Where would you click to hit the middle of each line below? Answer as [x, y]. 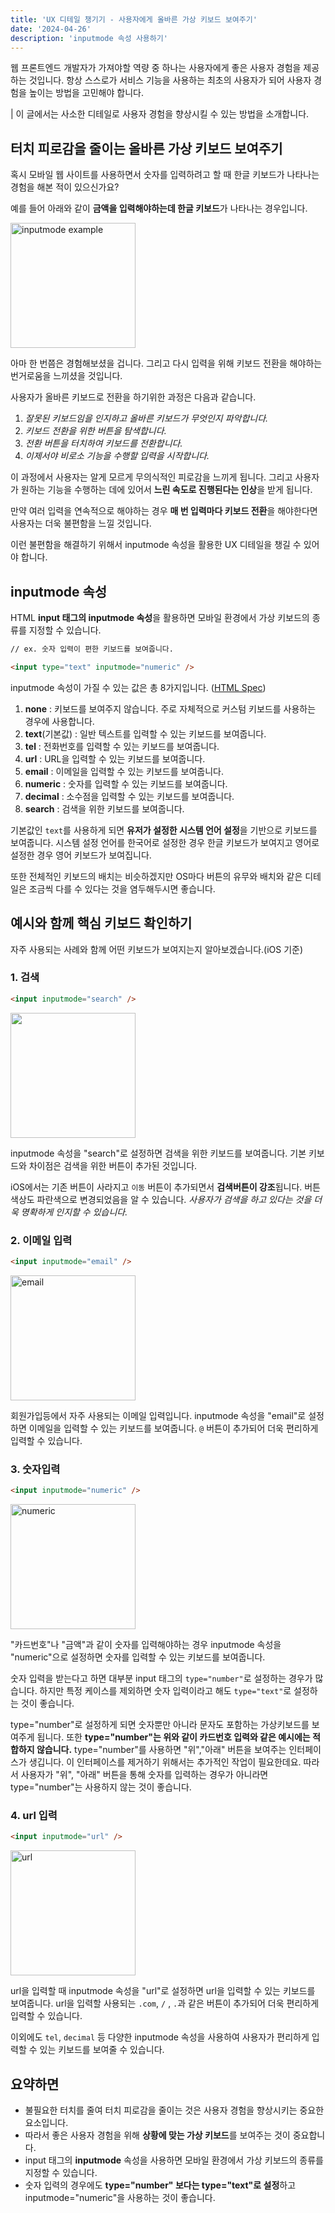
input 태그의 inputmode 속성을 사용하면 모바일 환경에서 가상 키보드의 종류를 [174, 2160]
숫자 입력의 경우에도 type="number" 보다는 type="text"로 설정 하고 [160, 2185]
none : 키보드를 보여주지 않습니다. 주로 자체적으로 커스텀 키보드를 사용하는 [170, 708]
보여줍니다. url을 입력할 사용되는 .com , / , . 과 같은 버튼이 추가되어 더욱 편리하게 [165, 2003]
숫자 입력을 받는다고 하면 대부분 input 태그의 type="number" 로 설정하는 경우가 [161, 1678]
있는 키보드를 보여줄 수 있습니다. [102, 2050]
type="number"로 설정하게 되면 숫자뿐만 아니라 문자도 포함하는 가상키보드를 [160, 1725]
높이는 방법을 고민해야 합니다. [86, 93]
